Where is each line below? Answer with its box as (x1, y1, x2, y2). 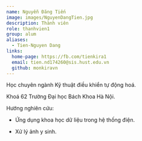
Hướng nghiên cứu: (6, 105, 54, 112)
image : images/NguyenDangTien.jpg (6, 14, 94, 20)
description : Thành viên (6, 20, 69, 26)
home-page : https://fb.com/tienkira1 (11, 54, 107, 60)
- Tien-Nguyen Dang (11, 43, 61, 49)
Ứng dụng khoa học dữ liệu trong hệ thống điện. (15, 116, 135, 124)
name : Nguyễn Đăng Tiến (6, 8, 66, 15)
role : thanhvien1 (6, 25, 50, 32)
